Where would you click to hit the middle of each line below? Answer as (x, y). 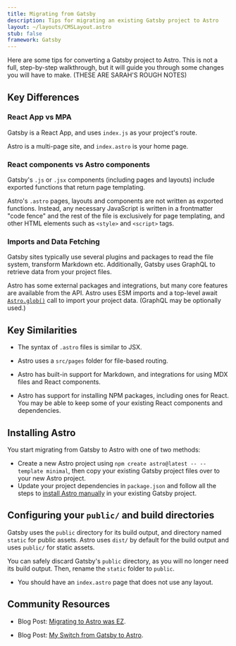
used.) (17, 308)
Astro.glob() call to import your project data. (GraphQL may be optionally (114, 301)
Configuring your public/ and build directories (111, 515)
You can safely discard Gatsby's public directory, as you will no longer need (118, 561)
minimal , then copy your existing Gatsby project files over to (133, 471)
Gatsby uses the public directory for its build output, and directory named (114, 532)
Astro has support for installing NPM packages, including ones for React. (123, 396)
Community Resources (59, 604)
